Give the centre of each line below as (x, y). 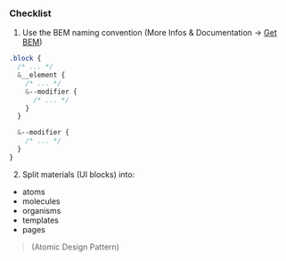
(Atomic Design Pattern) (75, 247)
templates (41, 220)
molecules (41, 201)
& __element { (41, 75)
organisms (41, 210)
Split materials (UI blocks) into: (78, 174)
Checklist (30, 13)
